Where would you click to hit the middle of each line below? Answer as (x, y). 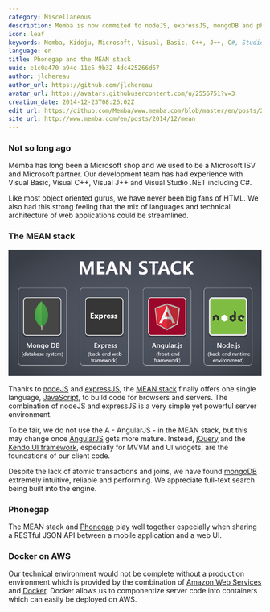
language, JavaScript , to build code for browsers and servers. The (118, 397)
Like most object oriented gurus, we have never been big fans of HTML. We (133, 198)
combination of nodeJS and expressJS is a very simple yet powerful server (133, 406)
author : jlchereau (39, 76)
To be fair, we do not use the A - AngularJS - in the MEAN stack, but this (128, 430)
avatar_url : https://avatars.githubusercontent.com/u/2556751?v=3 (122, 93)
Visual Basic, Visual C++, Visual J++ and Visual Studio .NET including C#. (130, 183)
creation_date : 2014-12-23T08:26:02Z (72, 102)
